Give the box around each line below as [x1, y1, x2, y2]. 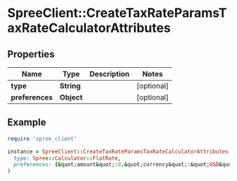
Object [59, 93, 83, 102]
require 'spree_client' [7, 135, 78, 142]
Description [89, 69, 130, 78]
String [59, 81, 81, 90]
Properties [7, 48, 55, 60]
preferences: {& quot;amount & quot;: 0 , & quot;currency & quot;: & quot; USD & [13, 161, 222, 168]
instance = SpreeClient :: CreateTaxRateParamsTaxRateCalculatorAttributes [7, 148, 229, 155]
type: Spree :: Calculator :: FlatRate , [13, 154, 121, 162]
